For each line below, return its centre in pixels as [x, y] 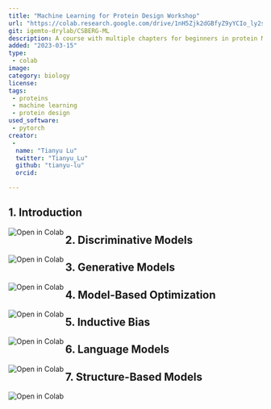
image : [19, 68]
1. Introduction [45, 213]
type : [17, 53]
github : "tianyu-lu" [50, 166]
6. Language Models [117, 350]
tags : [17, 91]
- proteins [30, 98]
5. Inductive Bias [108, 322]
